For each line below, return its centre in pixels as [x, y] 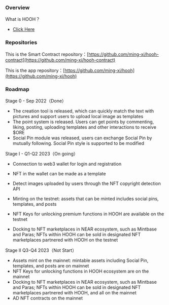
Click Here [24, 29]
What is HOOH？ [23, 19]
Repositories [21, 43]
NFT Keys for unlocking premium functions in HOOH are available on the [88, 214]
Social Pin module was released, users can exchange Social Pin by [82, 138]
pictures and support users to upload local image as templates [78, 116]
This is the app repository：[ [35, 70]
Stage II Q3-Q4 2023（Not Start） [41, 250]
